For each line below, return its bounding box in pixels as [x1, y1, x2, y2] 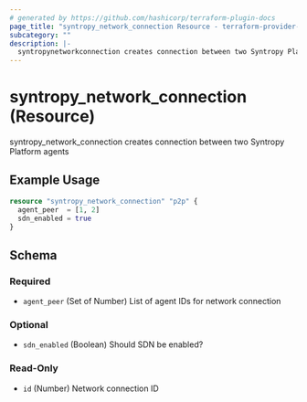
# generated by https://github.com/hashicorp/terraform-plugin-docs [9, 13, 276, 23]
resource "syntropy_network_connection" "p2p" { [9, 196, 198, 206]
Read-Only [9, 362, 59, 375]
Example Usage [9, 173, 101, 188]
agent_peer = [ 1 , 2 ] [17, 205, 101, 215]
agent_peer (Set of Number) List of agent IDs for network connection [22, 296, 281, 307]
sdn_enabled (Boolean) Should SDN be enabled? [22, 339, 204, 350]
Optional [9, 318, 48, 331]
